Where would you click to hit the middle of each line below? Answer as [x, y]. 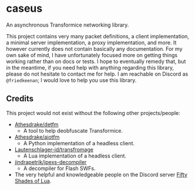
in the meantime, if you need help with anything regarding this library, [90, 67]
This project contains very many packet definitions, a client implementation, [98, 36]
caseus [24, 9]
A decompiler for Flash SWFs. [59, 168]
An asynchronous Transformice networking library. [68, 25]
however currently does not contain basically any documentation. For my [95, 48]
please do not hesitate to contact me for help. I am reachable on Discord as [97, 74]
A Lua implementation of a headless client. [75, 156]
